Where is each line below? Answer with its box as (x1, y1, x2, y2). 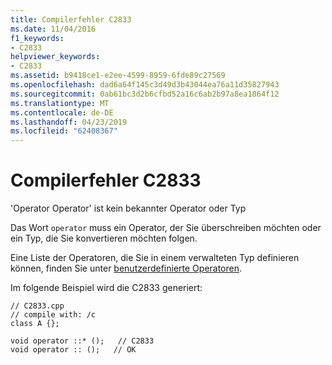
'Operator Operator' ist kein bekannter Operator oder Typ (10, 202, 247, 215)
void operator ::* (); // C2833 (10, 336, 155, 346)
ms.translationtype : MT (10, 98, 110, 108)
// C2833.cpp (10, 301, 65, 311)
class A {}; (10, 319, 60, 329)
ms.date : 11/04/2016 (10, 24, 97, 34)
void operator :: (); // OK (10, 345, 137, 355)
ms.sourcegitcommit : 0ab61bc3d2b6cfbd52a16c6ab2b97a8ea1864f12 (10, 89, 280, 99)
